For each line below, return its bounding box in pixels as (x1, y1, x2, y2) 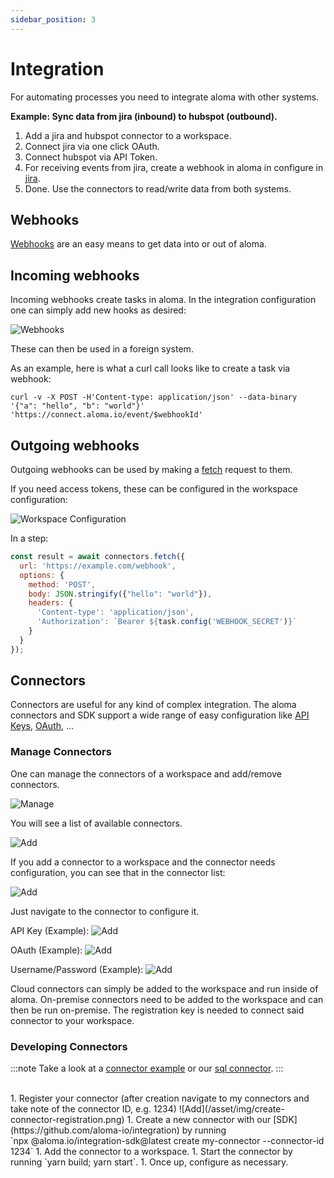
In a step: (10, 532, 49, 544)
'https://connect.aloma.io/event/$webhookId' (10, 410, 203, 420)
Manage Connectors (10, 745, 112, 759)
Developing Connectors (10, 1039, 128, 1053)
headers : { (28, 598, 74, 608)
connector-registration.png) (10, 1114, 125, 1126)
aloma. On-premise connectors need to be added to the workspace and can (10, 993, 324, 1005)
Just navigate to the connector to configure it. (10, 905, 200, 917)
